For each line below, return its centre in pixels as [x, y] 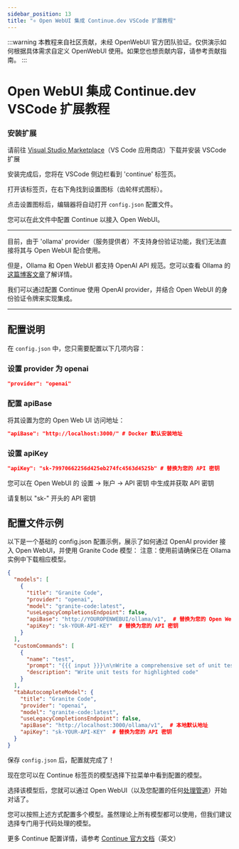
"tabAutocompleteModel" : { [54, 692]
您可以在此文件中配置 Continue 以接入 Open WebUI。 [86, 219]
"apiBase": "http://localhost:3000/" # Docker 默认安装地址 [95, 434]
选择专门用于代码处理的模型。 [51, 823]
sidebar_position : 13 [39, 14]
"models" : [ [32, 579]
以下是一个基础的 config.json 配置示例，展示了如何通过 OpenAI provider [113, 542]
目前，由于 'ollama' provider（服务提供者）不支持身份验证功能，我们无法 [114, 241]
